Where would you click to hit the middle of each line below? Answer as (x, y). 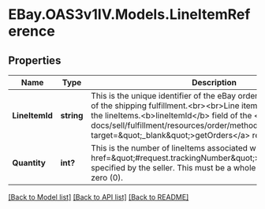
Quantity (29, 163)
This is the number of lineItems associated (169, 148)
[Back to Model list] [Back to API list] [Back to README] (99, 197)
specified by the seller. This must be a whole (173, 168)
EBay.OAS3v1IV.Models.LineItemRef (129, 15)
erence (32, 31)
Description (214, 82)
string (72, 116)
